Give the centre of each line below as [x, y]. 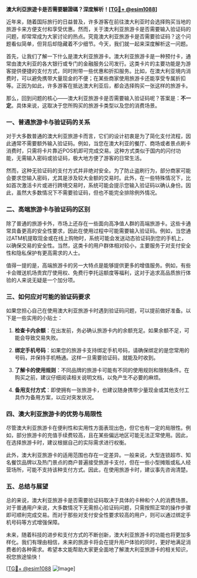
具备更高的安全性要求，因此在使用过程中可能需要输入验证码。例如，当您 [98, 230]
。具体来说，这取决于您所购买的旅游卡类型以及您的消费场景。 [86, 106]
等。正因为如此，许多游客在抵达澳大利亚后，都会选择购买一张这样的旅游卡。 [98, 86]
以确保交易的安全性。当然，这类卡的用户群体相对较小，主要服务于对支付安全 [98, 245]
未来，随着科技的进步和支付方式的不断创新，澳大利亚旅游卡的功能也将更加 [96, 535]
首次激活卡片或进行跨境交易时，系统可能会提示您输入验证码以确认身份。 [98, 185]
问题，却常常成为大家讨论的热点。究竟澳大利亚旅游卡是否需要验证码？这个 [96, 36]
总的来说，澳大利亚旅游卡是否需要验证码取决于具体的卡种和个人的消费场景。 [98, 500]
